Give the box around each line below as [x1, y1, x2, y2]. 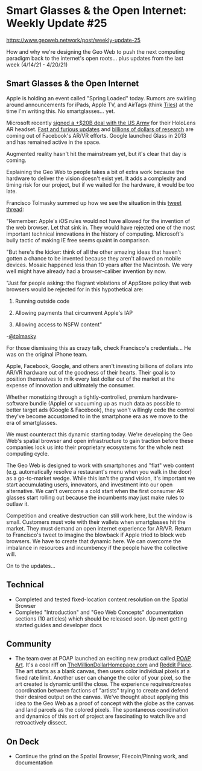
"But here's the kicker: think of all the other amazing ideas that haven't [6, 248, 181, 256]
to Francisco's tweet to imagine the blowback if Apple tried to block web [6, 531, 186, 538]
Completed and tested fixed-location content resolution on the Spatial [14, 596, 189, 603]
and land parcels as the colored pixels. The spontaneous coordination [14, 706, 189, 714]
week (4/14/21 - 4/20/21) [6, 61, 68, 68]
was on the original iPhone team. [6, 350, 88, 358]
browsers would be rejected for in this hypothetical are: [6, 285, 144, 293]
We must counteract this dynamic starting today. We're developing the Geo [6, 430, 193, 438]
